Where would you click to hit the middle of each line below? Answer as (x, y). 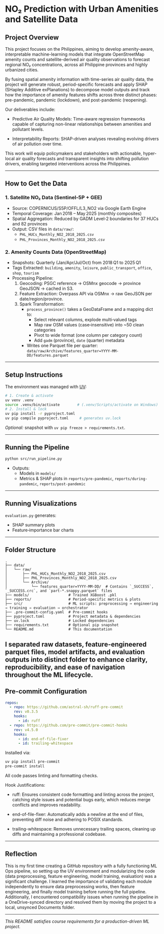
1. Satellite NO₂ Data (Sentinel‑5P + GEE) (54, 198)
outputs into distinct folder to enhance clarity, (76, 660)
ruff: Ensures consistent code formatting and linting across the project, (83, 794)
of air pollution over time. (37, 144)
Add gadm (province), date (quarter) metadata (79, 340)
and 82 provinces (30, 223)
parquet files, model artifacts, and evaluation (75, 652)
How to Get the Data (36, 184)
